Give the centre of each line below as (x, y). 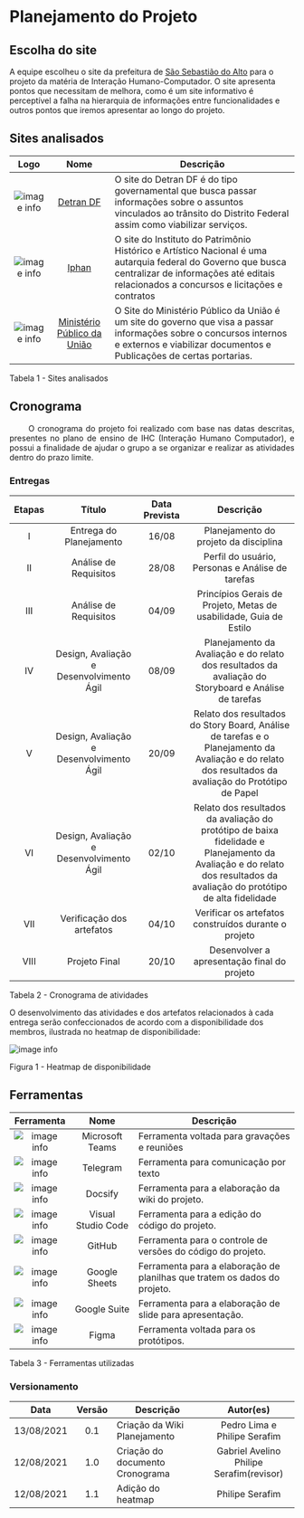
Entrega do (94, 530)
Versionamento (44, 1386)
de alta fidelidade (240, 897)
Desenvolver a (240, 950)
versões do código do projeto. (203, 1251)
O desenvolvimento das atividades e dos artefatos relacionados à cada (142, 1012)
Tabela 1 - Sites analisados (59, 378)
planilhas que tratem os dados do (209, 1277)
